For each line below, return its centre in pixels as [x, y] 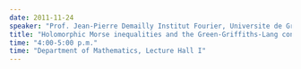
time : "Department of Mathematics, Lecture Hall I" [107, 51]
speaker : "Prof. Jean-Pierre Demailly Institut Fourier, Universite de [146, 26]
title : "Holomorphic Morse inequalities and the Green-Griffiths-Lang [144, 34]
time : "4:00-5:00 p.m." [54, 43]
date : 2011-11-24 [42, 17]
